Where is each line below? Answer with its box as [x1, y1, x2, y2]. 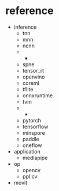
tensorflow [22, 123, 49, 130]
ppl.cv [22, 173, 38, 180]
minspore [22, 129, 46, 136]
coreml [22, 79, 39, 86]
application [13, 148, 41, 155]
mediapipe [22, 154, 48, 161]
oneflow [22, 142, 42, 149]
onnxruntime [22, 92, 53, 99]
